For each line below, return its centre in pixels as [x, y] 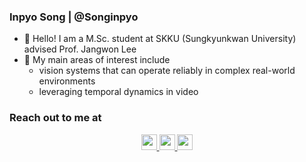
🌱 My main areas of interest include [97, 60]
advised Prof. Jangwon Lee [80, 49]
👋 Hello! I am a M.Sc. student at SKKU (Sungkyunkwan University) [160, 39]
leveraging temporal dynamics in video [118, 92]
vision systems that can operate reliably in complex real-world [167, 71]
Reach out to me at [55, 118]
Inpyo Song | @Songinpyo [74, 17]
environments [67, 81]
